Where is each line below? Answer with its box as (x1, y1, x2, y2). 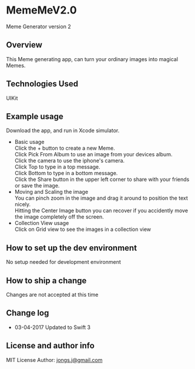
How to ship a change (6, 276, 87, 286)
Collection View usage (14, 220, 69, 227)
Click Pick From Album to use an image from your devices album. (14, 151, 173, 158)
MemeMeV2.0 (6, 4, 78, 17)
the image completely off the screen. (14, 213, 104, 220)
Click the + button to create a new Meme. (14, 145, 116, 152)
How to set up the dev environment (6, 243, 137, 253)
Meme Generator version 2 (6, 23, 72, 30)
